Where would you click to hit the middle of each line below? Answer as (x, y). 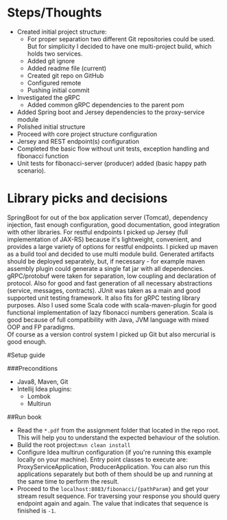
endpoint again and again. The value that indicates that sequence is (113, 503)
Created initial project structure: (62, 32)
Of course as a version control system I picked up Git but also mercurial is (111, 334)
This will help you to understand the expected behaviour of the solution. (119, 437)
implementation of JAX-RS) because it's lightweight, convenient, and (105, 239)
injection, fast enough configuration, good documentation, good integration (113, 224)
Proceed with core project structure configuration (87, 134)
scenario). (31, 171)
